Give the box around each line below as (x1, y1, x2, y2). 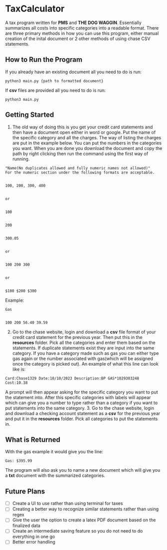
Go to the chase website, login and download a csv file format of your (12, 329, 156, 335)
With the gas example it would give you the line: (5, 449, 104, 455)
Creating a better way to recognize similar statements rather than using (12, 506, 159, 512)
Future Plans (5, 487, 45, 495)
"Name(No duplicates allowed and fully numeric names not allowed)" (5, 165, 151, 170)
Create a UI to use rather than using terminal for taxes (12, 500, 123, 506)
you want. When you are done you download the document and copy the (12, 145, 163, 151)
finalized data (12, 522, 41, 529)
